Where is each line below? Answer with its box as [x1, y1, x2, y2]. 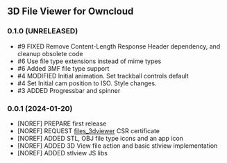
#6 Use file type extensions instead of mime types [17, 57, 162, 65]
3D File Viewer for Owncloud [7, 6, 134, 17]
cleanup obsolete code [17, 49, 83, 58]
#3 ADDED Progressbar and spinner [17, 86, 121, 94]
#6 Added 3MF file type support [17, 64, 110, 72]
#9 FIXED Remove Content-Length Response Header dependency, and [17, 42, 221, 51]
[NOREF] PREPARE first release [17, 119, 107, 128]
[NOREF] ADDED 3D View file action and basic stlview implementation [17, 141, 218, 150]
